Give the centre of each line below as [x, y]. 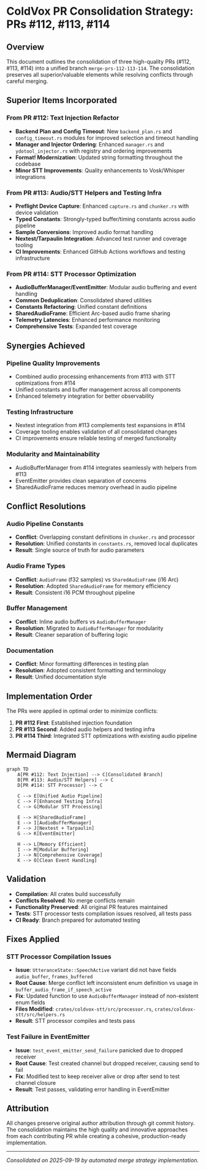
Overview [25, 47]
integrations [30, 177]
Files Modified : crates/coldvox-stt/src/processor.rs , [84, 1009]
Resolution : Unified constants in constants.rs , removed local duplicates [106, 544]
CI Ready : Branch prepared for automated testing [78, 920]
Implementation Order [50, 696]
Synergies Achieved [46, 345]
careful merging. [27, 81]
